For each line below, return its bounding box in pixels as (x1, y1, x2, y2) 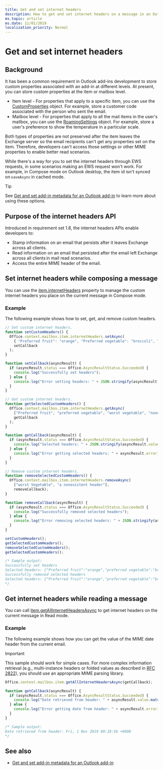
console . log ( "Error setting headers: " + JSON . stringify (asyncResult (14, 379, 158, 384)
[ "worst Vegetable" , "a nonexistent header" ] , (14, 482, 110, 487)
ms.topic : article (5, 16, 42, 21)
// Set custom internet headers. (5, 325, 73, 330)
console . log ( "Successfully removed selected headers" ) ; (14, 509, 130, 514)
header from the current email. (5, 641, 66, 647)
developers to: (5, 230, 34, 236)
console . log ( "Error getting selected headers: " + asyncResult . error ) (14, 451, 160, 456)
